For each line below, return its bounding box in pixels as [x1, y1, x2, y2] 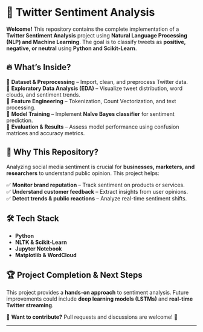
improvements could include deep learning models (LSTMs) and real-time [6, 295, 193, 302]
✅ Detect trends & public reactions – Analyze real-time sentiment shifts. [6, 194, 187, 202]
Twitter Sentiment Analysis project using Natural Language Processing [6, 31, 187, 39]
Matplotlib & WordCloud [14, 252, 77, 259]
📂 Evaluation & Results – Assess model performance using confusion [6, 123, 179, 130]
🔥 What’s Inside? [6, 62, 71, 72]
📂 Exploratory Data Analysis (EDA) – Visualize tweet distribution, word [6, 85, 183, 92]
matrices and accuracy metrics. [6, 129, 85, 136]
